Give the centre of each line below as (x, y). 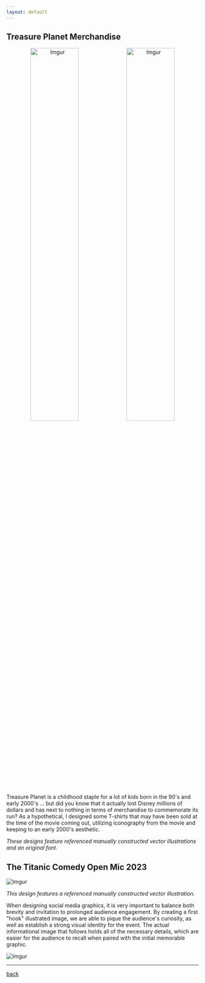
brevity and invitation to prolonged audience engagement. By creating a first (102, 912)
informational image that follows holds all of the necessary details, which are (103, 932)
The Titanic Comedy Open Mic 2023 (77, 867)
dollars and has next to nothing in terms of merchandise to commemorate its (102, 810)
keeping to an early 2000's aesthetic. (53, 829)
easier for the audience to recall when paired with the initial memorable (95, 938)
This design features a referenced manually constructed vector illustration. (101, 894)
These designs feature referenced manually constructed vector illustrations (101, 841)
